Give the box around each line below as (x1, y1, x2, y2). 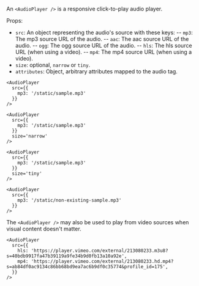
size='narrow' (12, 133, 48, 139)
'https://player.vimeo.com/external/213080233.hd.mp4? (31, 258, 174, 265)
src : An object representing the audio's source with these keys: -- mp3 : (15, 29, 193, 36)
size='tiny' (12, 170, 43, 177)
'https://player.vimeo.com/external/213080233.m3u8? (31, 248, 168, 254)
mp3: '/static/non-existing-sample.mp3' (17, 197, 122, 204)
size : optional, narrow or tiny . (15, 61, 91, 68)
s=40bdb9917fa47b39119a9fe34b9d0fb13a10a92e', (6, 253, 127, 259)
